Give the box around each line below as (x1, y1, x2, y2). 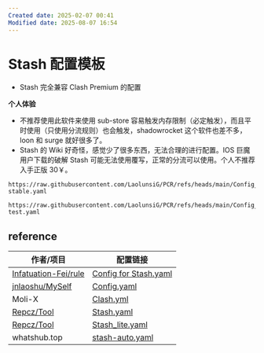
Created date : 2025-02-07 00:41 (8, 11, 114, 20)
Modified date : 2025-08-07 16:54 (8, 19, 118, 27)
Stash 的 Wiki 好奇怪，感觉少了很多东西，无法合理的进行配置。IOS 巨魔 (19, 145, 251, 155)
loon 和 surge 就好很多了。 (19, 135, 107, 145)
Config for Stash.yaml (92, 268, 173, 279)
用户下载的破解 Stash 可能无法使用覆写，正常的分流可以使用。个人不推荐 (19, 155, 255, 165)
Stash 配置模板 (8, 55, 105, 73)
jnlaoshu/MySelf (12, 281, 72, 292)
